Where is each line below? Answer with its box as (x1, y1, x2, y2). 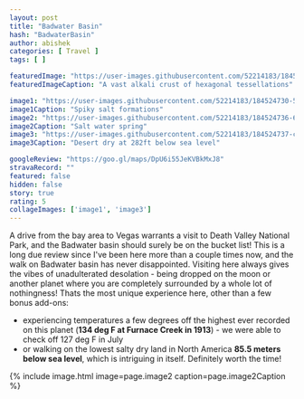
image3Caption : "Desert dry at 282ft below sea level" (9, 138, 221, 147)
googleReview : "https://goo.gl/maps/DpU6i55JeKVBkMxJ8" (9, 155, 224, 164)
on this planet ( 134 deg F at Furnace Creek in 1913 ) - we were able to (22, 325, 282, 336)
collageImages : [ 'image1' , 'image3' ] (9, 205, 152, 214)
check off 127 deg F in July (22, 334, 124, 345)
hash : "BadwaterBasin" (9, 30, 95, 39)
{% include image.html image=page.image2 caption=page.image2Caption (9, 371, 286, 382)
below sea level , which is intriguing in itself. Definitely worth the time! (22, 354, 282, 365)
